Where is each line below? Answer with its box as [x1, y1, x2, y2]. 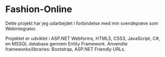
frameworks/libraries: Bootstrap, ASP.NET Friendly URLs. [5, 46, 126, 52]
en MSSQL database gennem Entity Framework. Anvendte [5, 40, 128, 46]
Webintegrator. [5, 25, 37, 31]
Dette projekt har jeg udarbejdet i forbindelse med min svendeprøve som [5, 20, 158, 26]
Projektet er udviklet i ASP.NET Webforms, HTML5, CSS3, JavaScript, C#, [5, 35, 160, 41]
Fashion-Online [5, 4, 73, 15]
